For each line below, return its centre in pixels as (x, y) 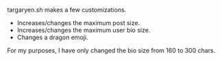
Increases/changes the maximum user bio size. (84, 30)
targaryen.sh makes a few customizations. (67, 10)
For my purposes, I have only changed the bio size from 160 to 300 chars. (111, 50)
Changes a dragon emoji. (52, 37)
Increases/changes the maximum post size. (78, 23)
